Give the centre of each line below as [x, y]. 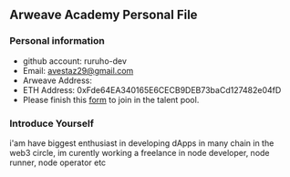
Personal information [57, 41]
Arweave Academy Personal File [104, 15]
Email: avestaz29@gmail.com [78, 70]
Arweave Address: [57, 80]
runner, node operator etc [58, 162]
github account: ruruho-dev [75, 61]
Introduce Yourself [52, 123]
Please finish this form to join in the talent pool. [111, 99]
